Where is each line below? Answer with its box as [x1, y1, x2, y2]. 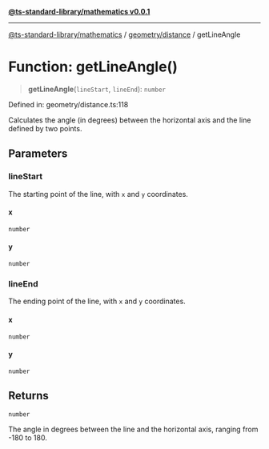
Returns [8, 389, 50, 403]
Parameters [8, 147, 68, 161]
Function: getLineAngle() [8, 58, 178, 76]
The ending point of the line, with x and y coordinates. [8, 296, 186, 307]
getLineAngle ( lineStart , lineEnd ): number [27, 84, 167, 94]
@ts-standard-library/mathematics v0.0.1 [8, 7, 151, 16]
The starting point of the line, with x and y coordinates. [8, 189, 188, 198]
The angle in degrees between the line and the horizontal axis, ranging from [8, 424, 259, 434]
